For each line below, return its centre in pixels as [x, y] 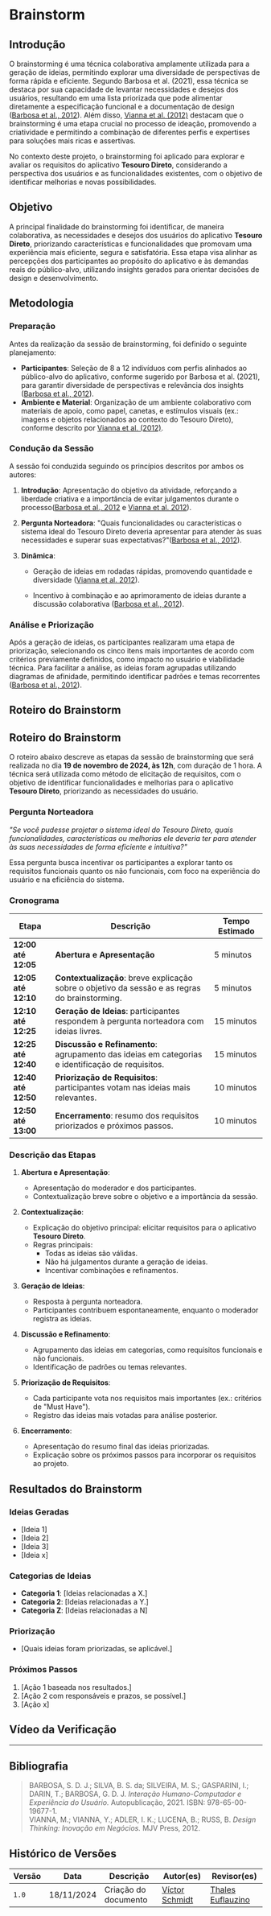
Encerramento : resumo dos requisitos [127, 1115]
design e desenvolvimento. [54, 278]
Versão [27, 1877]
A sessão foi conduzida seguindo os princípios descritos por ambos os [127, 466]
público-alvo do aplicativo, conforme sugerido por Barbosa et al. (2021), [140, 377]
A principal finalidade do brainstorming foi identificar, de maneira [117, 226]
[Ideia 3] [35, 1546]
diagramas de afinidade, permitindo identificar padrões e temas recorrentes [135, 677]
